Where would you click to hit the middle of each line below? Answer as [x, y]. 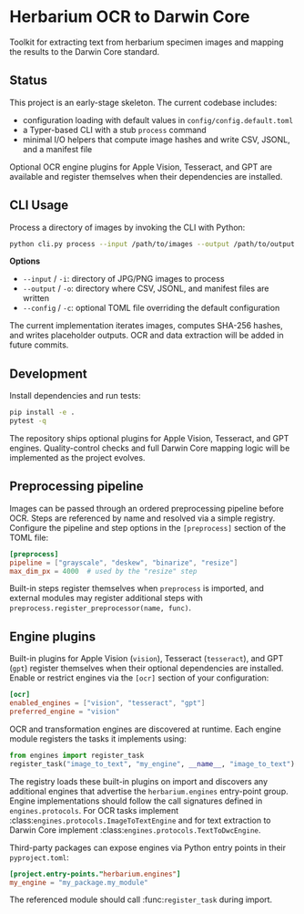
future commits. [39, 345]
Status [29, 81]
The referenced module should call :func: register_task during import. [141, 899]
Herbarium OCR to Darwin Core [130, 17]
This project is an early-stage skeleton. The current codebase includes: [143, 102]
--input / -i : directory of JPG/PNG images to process [123, 279]
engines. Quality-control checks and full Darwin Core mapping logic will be [150, 448]
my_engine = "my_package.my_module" [79, 882]
